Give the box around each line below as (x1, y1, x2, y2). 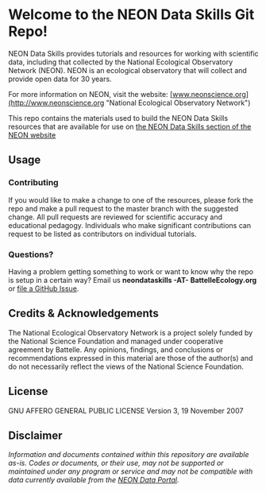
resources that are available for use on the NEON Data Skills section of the (8, 122, 252, 131)
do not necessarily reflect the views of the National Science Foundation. (8, 362, 245, 371)
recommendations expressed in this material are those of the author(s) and (8, 353, 253, 362)
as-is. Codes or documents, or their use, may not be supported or (8, 459, 224, 468)
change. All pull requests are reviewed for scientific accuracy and (8, 212, 222, 222)
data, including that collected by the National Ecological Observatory (8, 57, 233, 67)
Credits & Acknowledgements (8, 307, 159, 320)
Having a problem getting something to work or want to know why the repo (8, 266, 254, 276)
